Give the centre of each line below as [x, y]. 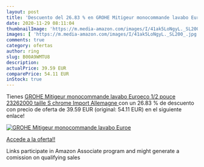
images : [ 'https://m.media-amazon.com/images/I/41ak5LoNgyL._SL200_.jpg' [103, 34]
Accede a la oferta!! [31, 139]
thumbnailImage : [27, 29]
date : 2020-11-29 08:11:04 [40, 23]
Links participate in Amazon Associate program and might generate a [93, 151]
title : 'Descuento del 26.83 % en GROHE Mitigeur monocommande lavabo [97, 18]
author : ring [23, 51]
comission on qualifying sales [43, 157]
